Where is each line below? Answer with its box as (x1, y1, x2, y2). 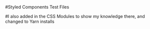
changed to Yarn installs (5, 19, 55, 24)
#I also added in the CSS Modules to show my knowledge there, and (5, 14, 145, 19)
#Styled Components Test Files (5, 4, 70, 10)
